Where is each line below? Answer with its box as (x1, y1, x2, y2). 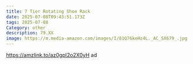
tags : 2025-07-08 (6, 19, 49, 25)
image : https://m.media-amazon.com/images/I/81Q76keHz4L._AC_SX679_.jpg (6, 35, 188, 41)
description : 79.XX (6, 30, 54, 36)
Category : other (6, 24, 46, 31)
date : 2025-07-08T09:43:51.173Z (6, 14, 85, 20)
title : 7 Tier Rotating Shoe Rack (6, 8, 91, 15)
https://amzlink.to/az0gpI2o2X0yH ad (6, 52, 97, 58)
